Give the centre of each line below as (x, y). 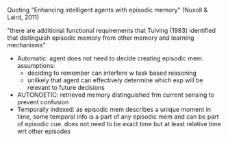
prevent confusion (43, 102)
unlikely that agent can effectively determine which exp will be (115, 80)
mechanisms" (26, 45)
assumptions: (36, 66)
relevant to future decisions (66, 87)
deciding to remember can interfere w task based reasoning (112, 73)
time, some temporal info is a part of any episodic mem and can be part (118, 117)
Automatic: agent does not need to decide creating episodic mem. (110, 58)
